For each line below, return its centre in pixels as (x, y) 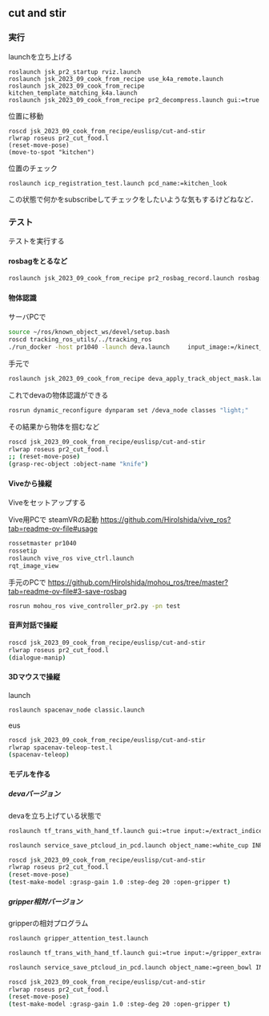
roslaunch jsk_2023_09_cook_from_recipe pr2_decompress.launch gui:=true (134, 100)
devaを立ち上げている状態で (55, 815)
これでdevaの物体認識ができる (58, 395)
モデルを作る (29, 773)
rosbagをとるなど (38, 261)
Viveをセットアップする (47, 503)
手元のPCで (27, 582)
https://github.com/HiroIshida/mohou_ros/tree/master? (138, 582)
